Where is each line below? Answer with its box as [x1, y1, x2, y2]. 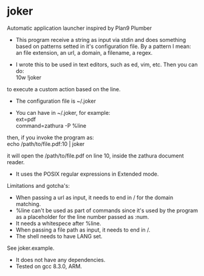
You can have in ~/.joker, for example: [15, 109, 110, 116]
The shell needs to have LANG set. [15, 232, 103, 240]
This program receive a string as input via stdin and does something [15, 36, 186, 43]
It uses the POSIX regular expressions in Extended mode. [15, 170, 159, 178]
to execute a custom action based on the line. [7, 85, 121, 92]
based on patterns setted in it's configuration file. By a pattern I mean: [15, 43, 191, 50]
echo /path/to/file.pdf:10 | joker [7, 140, 85, 147]
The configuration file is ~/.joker [15, 97, 97, 105]
